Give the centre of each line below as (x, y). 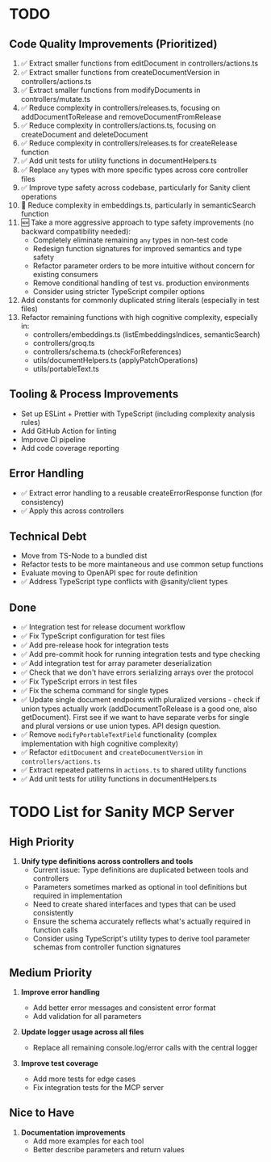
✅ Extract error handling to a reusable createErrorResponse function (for (142, 493)
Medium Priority (51, 973)
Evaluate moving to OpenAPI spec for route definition (109, 573)
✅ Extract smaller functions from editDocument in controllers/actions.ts (140, 63)
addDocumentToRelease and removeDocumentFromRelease (121, 117)
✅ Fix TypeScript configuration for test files (93, 636)
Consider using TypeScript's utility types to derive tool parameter (142, 939)
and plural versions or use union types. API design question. (121, 726)
